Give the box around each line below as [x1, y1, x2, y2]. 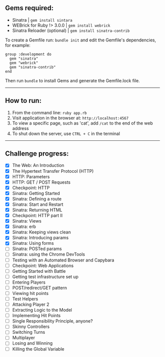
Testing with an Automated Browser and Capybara [12, 257, 114, 263]
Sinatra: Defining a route [12, 195, 62, 201]
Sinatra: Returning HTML [12, 207, 62, 213]
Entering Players [12, 279, 46, 285]
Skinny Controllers [12, 324, 50, 329]
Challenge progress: [5, 150, 69, 158]
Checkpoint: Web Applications [12, 262, 74, 268]
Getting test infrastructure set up [12, 273, 79, 280]
